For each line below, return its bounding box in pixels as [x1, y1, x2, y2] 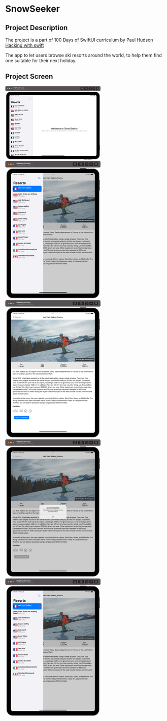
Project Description [5, 23, 68, 32]
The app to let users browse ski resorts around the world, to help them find [5, 52, 162, 58]
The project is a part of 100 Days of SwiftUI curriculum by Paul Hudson [5, 37, 153, 43]
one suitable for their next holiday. [5, 58, 77, 64]
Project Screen [5, 72, 53, 81]
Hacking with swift [5, 42, 44, 48]
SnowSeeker [5, 3, 60, 15]
